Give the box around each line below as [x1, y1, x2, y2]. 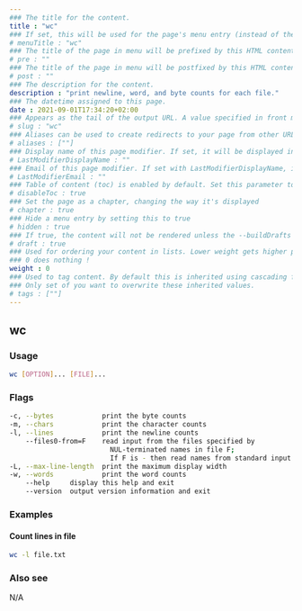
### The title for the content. [9, 13, 130, 22]
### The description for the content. [9, 80, 155, 89]
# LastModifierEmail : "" [9, 172, 106, 181]
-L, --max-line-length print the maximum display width [9, 462, 227, 471]
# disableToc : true [9, 189, 87, 198]
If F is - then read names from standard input [109, 454, 292, 463]
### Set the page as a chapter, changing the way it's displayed [9, 197, 259, 207]
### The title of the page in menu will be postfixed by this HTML [9, 64, 268, 73]
